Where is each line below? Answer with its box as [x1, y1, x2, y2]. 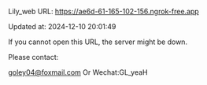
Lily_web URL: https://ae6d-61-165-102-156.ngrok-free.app [8, 7, 199, 16]
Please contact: [8, 53, 59, 61]
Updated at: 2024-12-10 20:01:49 [8, 22, 116, 31]
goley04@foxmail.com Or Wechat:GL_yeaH [8, 68, 148, 77]
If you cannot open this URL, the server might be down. [8, 37, 187, 46]
